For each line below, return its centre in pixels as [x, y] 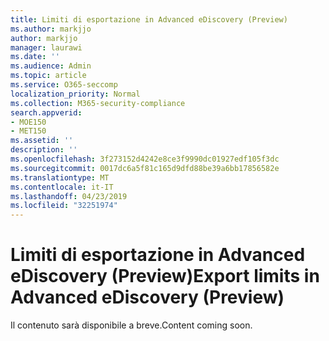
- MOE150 [28, 122]
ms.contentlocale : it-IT [62, 187]
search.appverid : [46, 112]
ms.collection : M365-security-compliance [98, 103]
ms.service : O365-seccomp [64, 85]
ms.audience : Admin [51, 66]
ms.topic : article [48, 76]
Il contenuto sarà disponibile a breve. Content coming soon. [131, 325]
